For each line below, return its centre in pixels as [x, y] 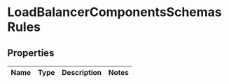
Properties [31, 53]
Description [82, 72]
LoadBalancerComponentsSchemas [114, 12]
